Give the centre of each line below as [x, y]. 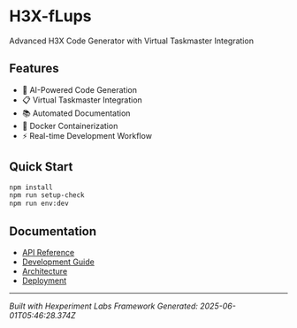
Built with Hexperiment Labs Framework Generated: [104, 306]
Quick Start [41, 167]
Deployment [44, 281]
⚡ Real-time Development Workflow [87, 135]
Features [34, 69]
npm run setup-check [47, 195]
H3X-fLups [50, 16]
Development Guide [58, 262]
